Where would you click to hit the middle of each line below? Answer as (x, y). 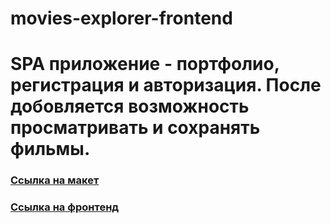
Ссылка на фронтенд (65, 207)
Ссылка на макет (55, 180)
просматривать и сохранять (135, 128)
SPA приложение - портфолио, (145, 64)
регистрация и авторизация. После (166, 85)
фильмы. (50, 149)
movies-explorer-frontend (121, 18)
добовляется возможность (130, 106)
